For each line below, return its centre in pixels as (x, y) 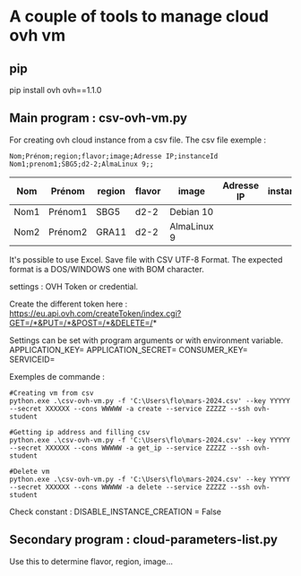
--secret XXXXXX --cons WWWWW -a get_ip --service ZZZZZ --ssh (130, 448)
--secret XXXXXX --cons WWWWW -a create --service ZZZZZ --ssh (130, 408)
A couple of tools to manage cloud (139, 17)
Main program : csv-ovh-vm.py (99, 118)
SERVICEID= (32, 359)
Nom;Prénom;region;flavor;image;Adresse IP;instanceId (114, 156)
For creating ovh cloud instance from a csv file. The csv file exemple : (138, 140)
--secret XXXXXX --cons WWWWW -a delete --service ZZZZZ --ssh (130, 487)
